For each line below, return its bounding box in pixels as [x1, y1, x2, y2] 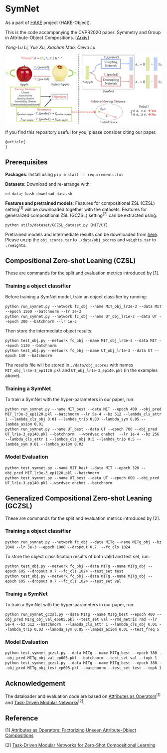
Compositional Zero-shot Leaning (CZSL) [5, 256, 136, 265]
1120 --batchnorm [20, 343, 57, 348]
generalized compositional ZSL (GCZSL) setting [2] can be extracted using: [5, 211, 158, 218]
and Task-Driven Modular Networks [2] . [5, 698, 85, 705]
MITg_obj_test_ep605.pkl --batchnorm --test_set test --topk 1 [27, 665, 162, 671]
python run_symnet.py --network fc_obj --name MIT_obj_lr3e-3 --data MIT [5, 304, 162, 309]
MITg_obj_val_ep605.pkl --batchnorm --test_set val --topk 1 [27, 655, 157, 661]
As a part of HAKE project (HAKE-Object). [5, 20, 91, 26]
